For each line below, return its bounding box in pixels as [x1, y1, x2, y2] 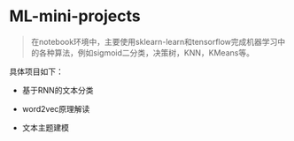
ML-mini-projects [9, 6, 141, 26]
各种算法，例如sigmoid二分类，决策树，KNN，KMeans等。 [38, 47, 255, 58]
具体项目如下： [9, 66, 64, 77]
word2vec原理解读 [21, 103, 90, 114]
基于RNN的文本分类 [21, 85, 94, 95]
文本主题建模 [21, 122, 69, 133]
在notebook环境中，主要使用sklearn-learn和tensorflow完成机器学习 [30, 36, 278, 47]
